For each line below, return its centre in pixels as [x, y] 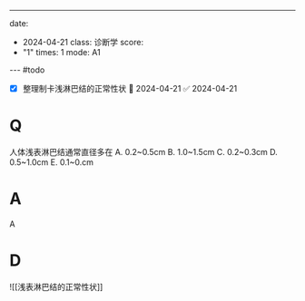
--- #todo [27, 70]
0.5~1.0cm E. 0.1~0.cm [51, 162]
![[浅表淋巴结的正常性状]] [56, 286]
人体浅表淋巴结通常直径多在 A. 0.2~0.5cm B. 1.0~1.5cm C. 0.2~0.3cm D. [144, 152]
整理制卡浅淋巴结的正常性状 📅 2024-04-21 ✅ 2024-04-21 [130, 88]
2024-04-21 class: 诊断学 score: [83, 42]
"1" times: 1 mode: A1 [62, 52]
